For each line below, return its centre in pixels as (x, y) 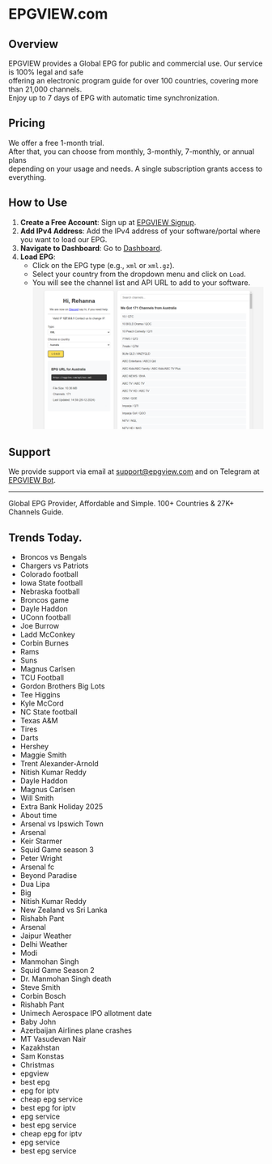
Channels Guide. (36, 512)
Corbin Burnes (44, 643)
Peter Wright (41, 858)
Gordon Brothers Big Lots (62, 686)
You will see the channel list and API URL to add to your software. (141, 282)
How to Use (38, 203)
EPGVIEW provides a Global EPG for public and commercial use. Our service (136, 63)
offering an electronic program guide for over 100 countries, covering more (134, 81)
